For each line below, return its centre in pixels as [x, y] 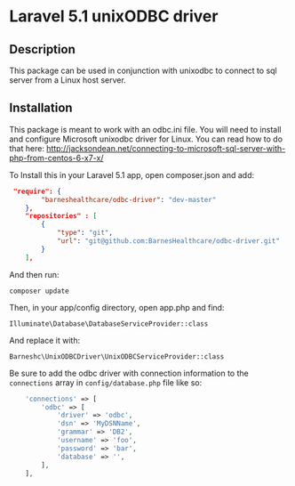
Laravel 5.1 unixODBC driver [114, 16]
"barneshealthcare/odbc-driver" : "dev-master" [129, 199]
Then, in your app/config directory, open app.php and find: [117, 307]
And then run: [34, 274]
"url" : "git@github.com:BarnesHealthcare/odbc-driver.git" [168, 241]
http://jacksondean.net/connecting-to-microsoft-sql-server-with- [166, 148]
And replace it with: [45, 340]
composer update [39, 291]
